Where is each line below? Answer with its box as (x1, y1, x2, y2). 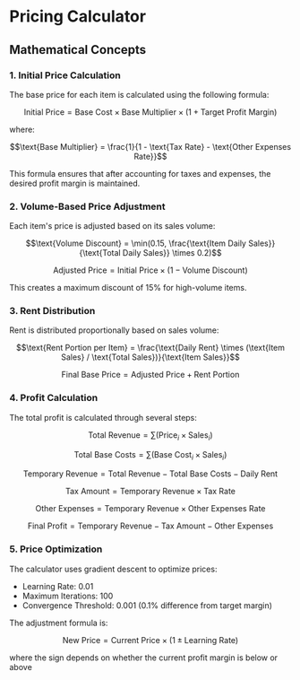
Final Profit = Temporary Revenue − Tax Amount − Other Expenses (27, 520, 274, 531)
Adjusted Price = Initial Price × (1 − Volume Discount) (53, 265, 248, 275)
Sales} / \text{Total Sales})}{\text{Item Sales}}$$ (61, 352, 240, 362)
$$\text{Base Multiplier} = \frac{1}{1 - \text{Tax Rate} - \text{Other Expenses (9, 141, 292, 152)
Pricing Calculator (9, 6, 146, 27)
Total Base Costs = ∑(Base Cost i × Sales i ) (73, 449, 227, 462)
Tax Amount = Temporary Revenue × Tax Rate (65, 486, 236, 497)
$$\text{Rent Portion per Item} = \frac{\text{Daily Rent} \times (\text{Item (16, 343, 285, 353)
